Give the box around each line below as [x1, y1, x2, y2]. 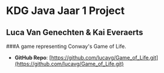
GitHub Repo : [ [14, 54, 52, 61]
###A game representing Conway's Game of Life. [6, 43, 126, 50]
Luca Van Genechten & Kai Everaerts [6, 27, 143, 37]
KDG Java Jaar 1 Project [6, 4, 125, 18]
